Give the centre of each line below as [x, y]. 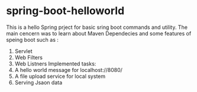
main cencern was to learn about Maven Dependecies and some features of [99, 33]
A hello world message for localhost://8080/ [69, 70]
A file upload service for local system [60, 76]
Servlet [23, 51]
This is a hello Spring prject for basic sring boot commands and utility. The [97, 27]
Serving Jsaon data [38, 82]
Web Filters [29, 57]
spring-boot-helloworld [65, 11]
